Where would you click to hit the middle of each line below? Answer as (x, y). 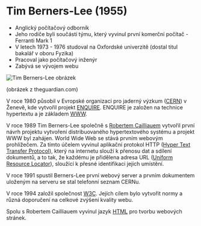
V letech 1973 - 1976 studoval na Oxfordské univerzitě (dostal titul (96, 47)
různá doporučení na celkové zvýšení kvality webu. (70, 200)
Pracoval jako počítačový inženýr (56, 60)
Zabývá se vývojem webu (47, 66)
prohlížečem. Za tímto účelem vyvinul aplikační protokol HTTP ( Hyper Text (98, 144)
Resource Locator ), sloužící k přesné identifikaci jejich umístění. (85, 163)
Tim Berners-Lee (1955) (67, 11)
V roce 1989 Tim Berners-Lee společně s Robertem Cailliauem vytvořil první (100, 125)
